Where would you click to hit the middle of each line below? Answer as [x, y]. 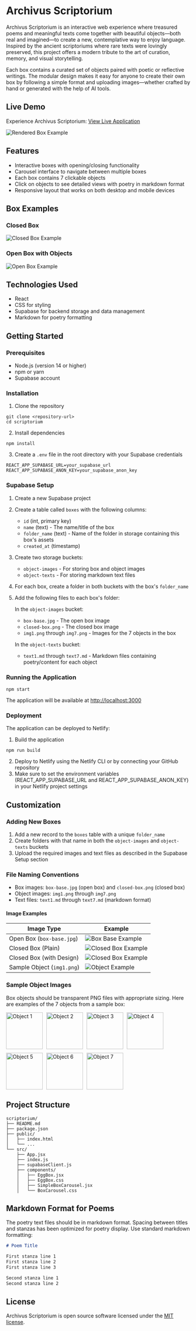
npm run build [23, 751]
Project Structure [38, 1105]
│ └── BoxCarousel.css [47, 1190]
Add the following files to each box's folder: [67, 597]
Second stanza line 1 [32, 1278]
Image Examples [27, 913]
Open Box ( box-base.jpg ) [44, 939]
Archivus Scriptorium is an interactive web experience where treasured [92, 27]
